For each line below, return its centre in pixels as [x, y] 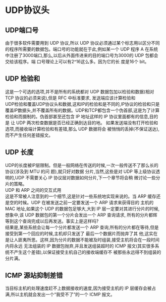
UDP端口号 [22, 30]
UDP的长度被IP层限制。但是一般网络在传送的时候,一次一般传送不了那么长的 [82, 165]
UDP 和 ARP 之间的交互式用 [33, 190]
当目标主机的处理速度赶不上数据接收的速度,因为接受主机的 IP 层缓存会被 [79, 288]
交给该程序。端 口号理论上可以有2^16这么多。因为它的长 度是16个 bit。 [77, 62]
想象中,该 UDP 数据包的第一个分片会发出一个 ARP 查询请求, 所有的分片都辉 [81, 215]
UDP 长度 [19, 152]
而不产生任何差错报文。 [29, 135]
